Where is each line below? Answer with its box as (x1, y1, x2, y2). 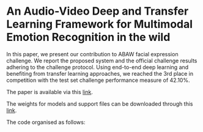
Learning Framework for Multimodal (6, 17, 193, 31)
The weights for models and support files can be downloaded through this (6, 100, 193, 108)
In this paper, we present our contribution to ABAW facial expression (6, 50, 179, 57)
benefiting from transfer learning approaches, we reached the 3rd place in (6, 70, 194, 77)
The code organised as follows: (6, 118, 86, 126)
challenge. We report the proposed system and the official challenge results (6, 57, 197, 64)
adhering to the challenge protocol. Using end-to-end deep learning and (6, 63, 189, 71)
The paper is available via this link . (6, 88, 94, 95)
